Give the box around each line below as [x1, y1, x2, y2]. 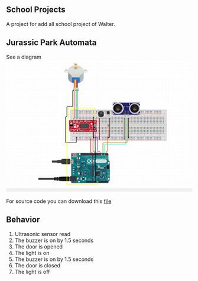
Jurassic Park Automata [6, 38, 97, 48]
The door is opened [14, 243, 63, 250]
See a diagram [6, 53, 41, 60]
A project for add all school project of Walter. [6, 20, 115, 27]
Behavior [6, 215, 40, 225]
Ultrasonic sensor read [14, 230, 71, 237]
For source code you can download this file [6, 198, 112, 205]
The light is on [14, 249, 50, 256]
